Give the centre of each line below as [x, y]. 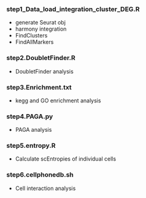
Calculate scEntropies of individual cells [66, 159]
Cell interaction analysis [45, 188]
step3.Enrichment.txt [39, 87]
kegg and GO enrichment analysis [58, 101]
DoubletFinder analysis [44, 71]
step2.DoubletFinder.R [41, 58]
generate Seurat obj [40, 23]
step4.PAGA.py [30, 116]
